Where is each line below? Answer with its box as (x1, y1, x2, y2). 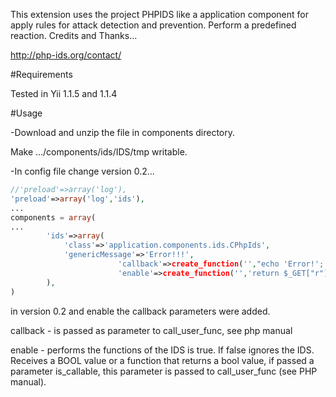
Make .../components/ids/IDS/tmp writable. (10, 146, 188, 158)
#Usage (10, 107, 43, 119)
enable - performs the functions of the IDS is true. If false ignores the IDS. (10, 344, 315, 356)
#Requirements (10, 69, 73, 80)
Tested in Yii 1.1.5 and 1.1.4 (10, 88, 118, 99)
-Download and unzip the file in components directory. (10, 127, 236, 138)
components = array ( (10, 212, 97, 223)
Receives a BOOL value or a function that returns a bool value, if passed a (10, 354, 315, 366)
